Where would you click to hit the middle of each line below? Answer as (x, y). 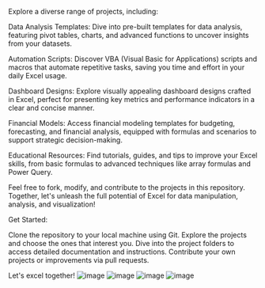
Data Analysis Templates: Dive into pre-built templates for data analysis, (125, 27)
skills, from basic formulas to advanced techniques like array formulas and (130, 164)
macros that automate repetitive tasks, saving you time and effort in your (127, 67)
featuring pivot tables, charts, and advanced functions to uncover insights (129, 35)
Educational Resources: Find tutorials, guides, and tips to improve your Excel (133, 155)
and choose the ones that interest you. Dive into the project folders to (121, 243)
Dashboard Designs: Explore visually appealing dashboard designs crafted (130, 91)
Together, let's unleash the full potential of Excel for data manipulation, (123, 196)
